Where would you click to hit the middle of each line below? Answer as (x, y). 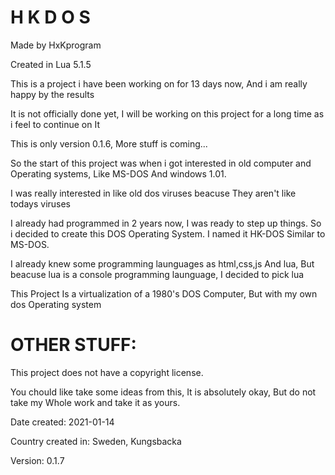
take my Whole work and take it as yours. (95, 402)
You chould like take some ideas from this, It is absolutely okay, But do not (163, 392)
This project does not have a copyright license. (107, 372)
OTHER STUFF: (73, 345)
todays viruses (41, 203)
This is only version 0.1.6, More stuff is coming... (109, 143)
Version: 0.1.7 (37, 460)
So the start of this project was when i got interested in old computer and (161, 163)
